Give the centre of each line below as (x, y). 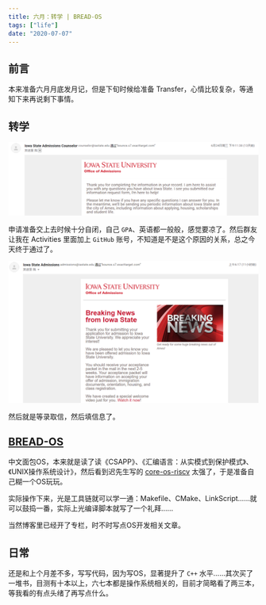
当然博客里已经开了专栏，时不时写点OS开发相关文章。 (96, 525)
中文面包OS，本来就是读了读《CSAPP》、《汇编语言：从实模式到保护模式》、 (131, 462)
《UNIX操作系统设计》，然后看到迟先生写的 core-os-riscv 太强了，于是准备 (128, 472)
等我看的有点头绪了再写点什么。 (60, 593)
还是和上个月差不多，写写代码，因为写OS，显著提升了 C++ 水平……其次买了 (131, 573)
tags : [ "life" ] (33, 25)
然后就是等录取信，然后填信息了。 (64, 416)
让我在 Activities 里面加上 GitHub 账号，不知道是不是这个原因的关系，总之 (128, 239)
